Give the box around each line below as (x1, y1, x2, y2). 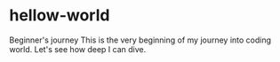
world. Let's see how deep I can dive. (9, 43, 147, 54)
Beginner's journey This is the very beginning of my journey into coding (9, 35, 272, 45)
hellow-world (9, 5, 110, 26)
